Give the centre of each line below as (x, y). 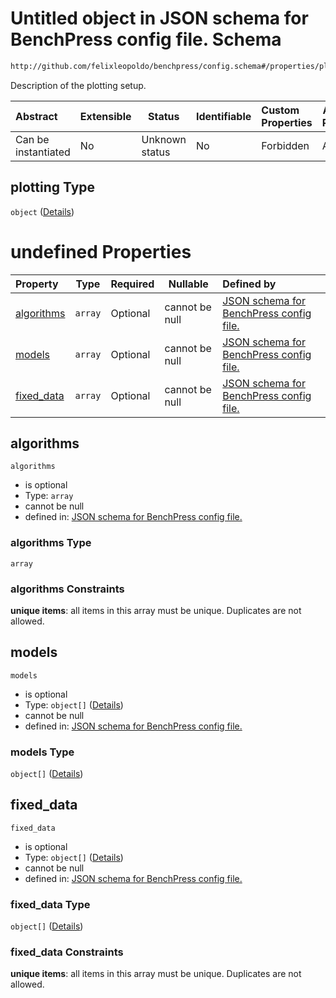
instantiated (43, 152)
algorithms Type (51, 543)
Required (132, 284)
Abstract (36, 116)
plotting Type (53, 187)
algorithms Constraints (67, 589)
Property (37, 284)
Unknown (164, 139)
